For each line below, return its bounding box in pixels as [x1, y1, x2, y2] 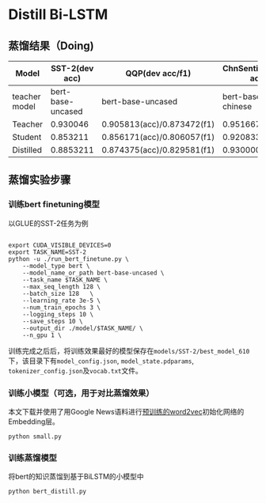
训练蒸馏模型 [8, 452, 58, 463]
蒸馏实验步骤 [8, 173, 71, 187]
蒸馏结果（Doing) [8, 39, 94, 52]
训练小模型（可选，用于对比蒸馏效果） [8, 388, 154, 399]
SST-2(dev [50, 63, 94, 74]
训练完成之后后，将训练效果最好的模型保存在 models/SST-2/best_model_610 [8, 346, 250, 355]
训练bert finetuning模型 [8, 199, 101, 210]
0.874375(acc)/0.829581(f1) [101, 145, 215, 155]
